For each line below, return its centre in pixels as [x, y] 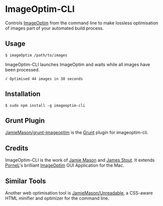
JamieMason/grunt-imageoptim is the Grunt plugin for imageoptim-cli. [77, 133]
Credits [17, 148]
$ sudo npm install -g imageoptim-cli [45, 105]
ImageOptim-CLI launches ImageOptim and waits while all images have [78, 64]
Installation [23, 94]
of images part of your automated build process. [54, 28]
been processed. [22, 69]
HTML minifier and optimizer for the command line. [57, 198]
